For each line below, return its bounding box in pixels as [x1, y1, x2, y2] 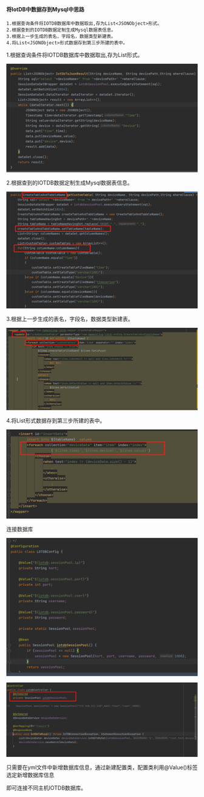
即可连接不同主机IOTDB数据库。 [6, 784, 87, 792]
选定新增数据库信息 [6, 772, 55, 779]
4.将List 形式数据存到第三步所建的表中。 [6, 416, 105, 424]
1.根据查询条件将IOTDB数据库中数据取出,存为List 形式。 [6, 52, 143, 59]
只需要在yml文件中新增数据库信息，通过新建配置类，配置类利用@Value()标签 [6, 764, 198, 771]
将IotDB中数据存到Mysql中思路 [6, 5, 85, 13]
